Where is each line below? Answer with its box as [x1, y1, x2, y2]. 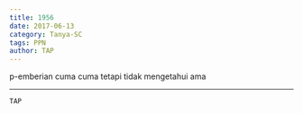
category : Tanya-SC [9, 30, 83, 39]
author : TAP [9, 47, 54, 56]
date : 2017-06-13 [9, 22, 75, 30]
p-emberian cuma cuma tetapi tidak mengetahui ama [9, 71, 207, 82]
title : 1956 [9, 13, 54, 22]
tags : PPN [9, 38, 47, 48]
